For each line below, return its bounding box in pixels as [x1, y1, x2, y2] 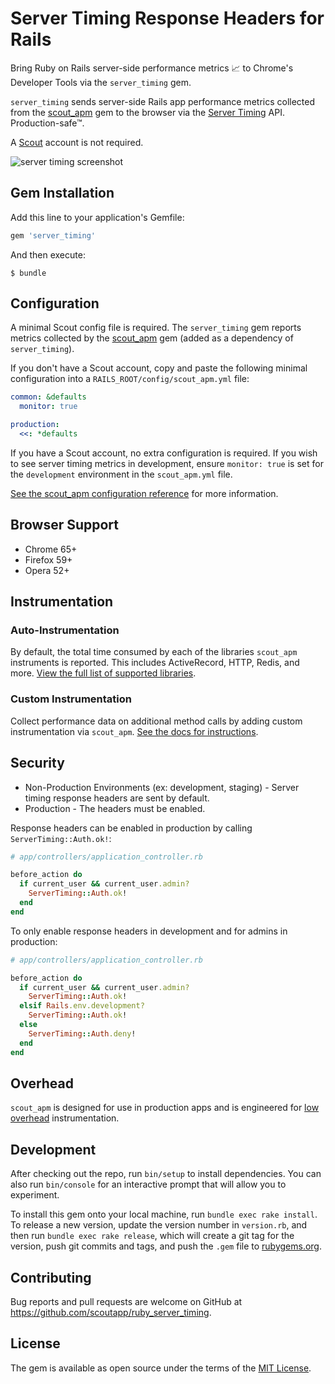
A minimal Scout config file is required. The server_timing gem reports [10, 322, 302, 334]
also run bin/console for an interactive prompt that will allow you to [10, 1178, 287, 1191]
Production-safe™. [10, 117, 85, 129]
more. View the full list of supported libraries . [10, 667, 197, 679]
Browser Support [10, 517, 120, 534]
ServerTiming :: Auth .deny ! [28, 1028, 137, 1039]
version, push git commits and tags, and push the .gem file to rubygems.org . [10, 1240, 323, 1252]
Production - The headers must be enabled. [24, 802, 206, 814]
